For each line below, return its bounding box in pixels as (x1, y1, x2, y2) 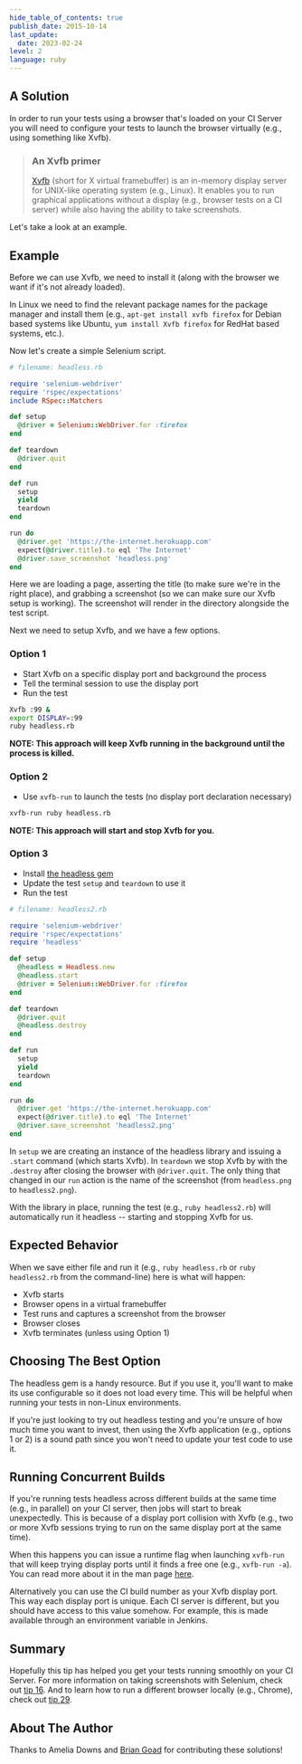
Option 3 (9, 847, 48, 860)
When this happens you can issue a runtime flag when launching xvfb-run (9, 1549, 285, 1560)
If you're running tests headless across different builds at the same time (9, 1493, 278, 1504)
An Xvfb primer (31, 155, 101, 167)
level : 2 (9, 47, 42, 56)
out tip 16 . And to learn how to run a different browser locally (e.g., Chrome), (9, 1684, 294, 1695)
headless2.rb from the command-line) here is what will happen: (9, 1271, 246, 1282)
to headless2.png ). (9, 1184, 77, 1195)
